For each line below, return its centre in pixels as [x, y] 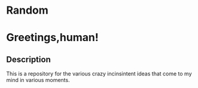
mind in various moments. [38, 80]
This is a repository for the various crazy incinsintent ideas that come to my [99, 74]
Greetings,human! [52, 38]
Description [28, 59]
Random [28, 10]
